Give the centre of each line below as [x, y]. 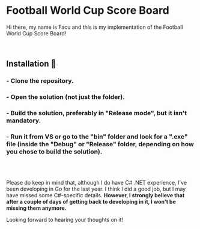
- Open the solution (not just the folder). [65, 97]
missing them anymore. [37, 208]
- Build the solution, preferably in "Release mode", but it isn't [97, 113]
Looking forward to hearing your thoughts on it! [65, 220]
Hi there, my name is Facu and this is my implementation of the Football [95, 27]
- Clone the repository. [40, 81]
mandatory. [23, 120]
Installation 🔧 [31, 64]
